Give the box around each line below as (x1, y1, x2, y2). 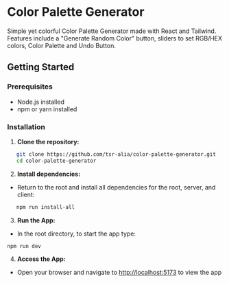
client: (16, 190, 35, 199)
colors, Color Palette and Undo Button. (7, 41, 117, 49)
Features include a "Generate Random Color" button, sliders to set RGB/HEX (7, 34, 223, 42)
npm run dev (7, 242, 41, 249)
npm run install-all (16, 203, 75, 210)
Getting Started (7, 61, 75, 73)
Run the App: (16, 216, 56, 224)
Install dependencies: (16, 170, 81, 178)
